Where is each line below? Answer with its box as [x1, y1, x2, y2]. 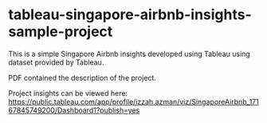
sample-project [8, 22, 113, 41]
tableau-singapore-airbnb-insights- [8, 6, 253, 24]
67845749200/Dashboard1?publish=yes [8, 105, 140, 115]
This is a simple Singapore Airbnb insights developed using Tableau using [8, 49, 251, 58]
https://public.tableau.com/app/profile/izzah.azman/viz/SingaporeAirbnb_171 [8, 97, 259, 106]
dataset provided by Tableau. [8, 58, 104, 67]
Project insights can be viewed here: [8, 88, 128, 97]
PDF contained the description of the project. [8, 73, 157, 82]
